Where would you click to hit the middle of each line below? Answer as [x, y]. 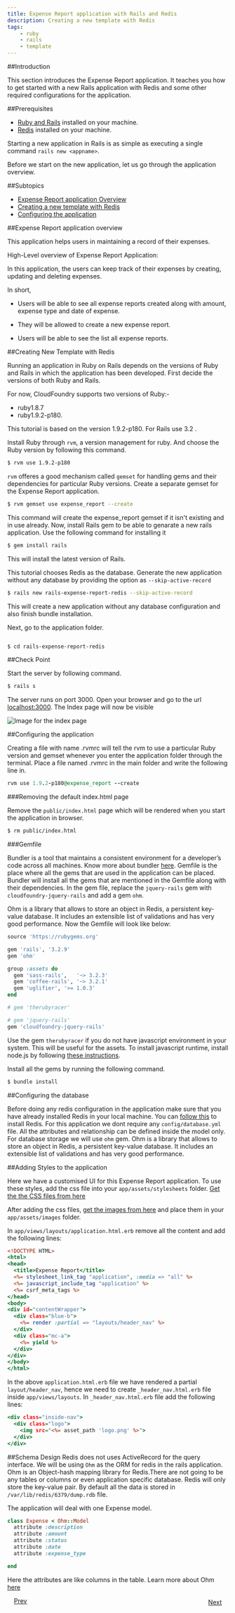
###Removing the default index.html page [68, 797]
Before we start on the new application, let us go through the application [112, 165]
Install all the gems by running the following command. [86, 1069]
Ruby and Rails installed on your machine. [78, 122]
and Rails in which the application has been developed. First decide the [110, 373]
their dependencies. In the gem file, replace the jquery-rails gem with [109, 888]
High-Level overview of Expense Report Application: [83, 255]
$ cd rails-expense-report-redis [56, 646]
